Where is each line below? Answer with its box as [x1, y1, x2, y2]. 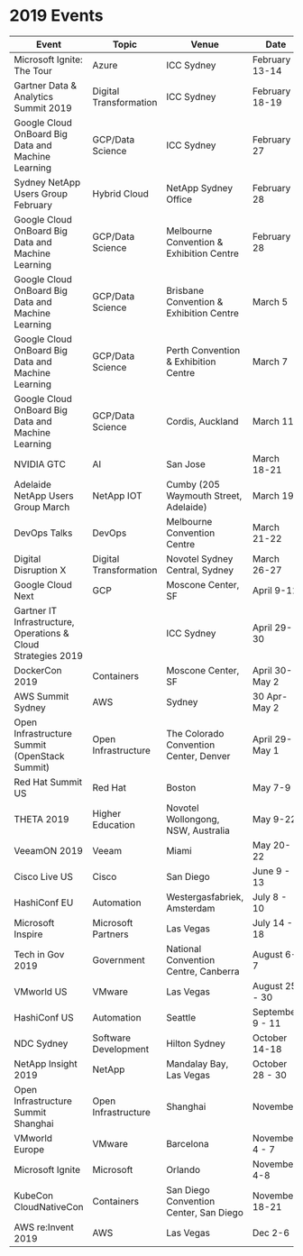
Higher [92, 807, 122, 820]
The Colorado [166, 727, 225, 739]
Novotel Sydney [166, 552, 234, 564]
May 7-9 [252, 781, 291, 793]
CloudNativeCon [14, 1200, 84, 1213]
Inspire [14, 928, 43, 940]
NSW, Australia [166, 824, 230, 837]
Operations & [14, 627, 69, 639]
